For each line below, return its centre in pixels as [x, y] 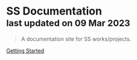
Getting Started [25, 50]
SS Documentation [54, 11]
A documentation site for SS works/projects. [76, 39]
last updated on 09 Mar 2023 [68, 23]
